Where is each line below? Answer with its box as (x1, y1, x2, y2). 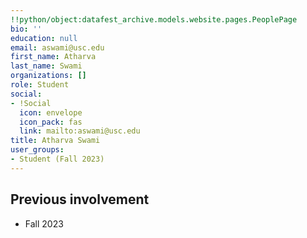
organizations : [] (10, 71, 87, 81)
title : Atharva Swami (10, 136, 101, 146)
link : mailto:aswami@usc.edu (19, 126, 141, 136)
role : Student (10, 80, 70, 90)
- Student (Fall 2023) (10, 154, 105, 164)
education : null (10, 33, 78, 43)
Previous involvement (10, 191, 150, 208)
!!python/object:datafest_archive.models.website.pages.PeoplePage (10, 14, 298, 25)
